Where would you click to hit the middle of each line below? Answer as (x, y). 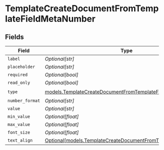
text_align (20, 140)
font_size (19, 132)
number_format (24, 101)
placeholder (21, 67)
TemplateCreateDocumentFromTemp (82, 9)
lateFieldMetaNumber (50, 19)
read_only (19, 83)
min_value (19, 117)
